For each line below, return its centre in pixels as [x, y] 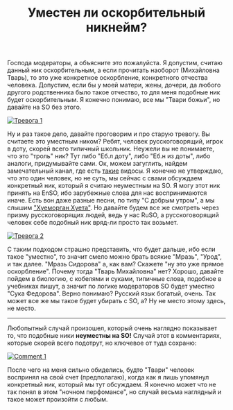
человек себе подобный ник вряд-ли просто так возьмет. [93, 223]
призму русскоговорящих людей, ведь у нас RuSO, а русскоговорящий [113, 215]
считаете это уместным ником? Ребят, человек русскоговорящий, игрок [115, 142]
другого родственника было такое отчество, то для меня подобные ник [114, 92]
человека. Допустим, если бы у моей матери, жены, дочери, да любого [114, 85]
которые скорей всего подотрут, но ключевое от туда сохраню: [102, 343]
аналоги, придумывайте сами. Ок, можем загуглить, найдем [97, 164]
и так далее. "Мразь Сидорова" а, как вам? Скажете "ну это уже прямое [115, 264]
